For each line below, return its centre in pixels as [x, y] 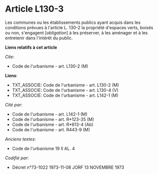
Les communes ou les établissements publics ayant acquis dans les [73, 22]
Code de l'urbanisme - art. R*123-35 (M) [53, 119]
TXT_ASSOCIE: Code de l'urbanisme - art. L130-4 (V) [65, 90]
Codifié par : [17, 158]
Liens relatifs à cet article [31, 47]
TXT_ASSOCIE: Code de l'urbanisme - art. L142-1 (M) [65, 95]
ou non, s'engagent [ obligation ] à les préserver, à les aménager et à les [77, 33]
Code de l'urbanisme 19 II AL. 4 [44, 148]
